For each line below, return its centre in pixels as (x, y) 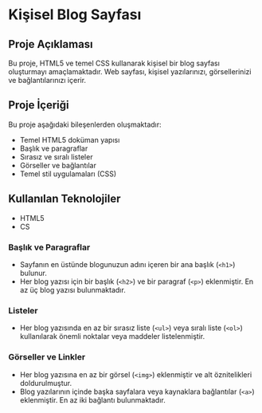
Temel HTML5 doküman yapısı (70, 140)
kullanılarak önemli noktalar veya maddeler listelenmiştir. (112, 336)
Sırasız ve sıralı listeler (56, 156)
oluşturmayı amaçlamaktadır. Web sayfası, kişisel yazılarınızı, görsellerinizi (130, 72)
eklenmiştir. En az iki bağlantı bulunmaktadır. (92, 399)
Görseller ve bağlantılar (58, 165)
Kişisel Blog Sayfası (75, 15)
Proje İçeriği (39, 105)
